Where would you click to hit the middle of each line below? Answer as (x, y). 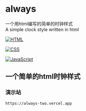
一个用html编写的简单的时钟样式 (39, 24)
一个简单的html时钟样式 (43, 76)
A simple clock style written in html (42, 29)
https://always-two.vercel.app (39, 103)
